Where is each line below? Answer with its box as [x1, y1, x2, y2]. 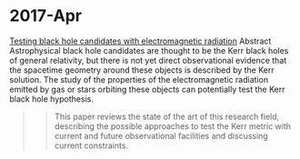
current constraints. [54, 140, 129, 151]
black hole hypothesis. [9, 93, 94, 104]
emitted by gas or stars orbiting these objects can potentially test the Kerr [9, 84, 285, 94]
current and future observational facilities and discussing [54, 130, 268, 141]
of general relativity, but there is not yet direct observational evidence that [9, 55, 287, 65]
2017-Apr [9, 5, 82, 26]
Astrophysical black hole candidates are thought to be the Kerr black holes [9, 45, 289, 55]
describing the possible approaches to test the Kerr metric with [54, 120, 292, 132]
